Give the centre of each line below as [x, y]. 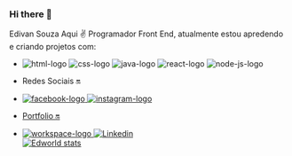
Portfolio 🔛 [41, 116]
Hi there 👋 [31, 14]
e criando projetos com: [53, 47]
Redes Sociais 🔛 [51, 81]
